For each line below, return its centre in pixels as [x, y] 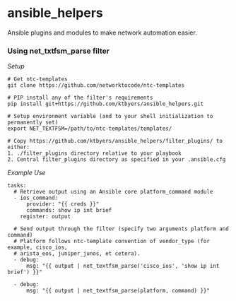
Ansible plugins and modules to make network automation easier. [102, 33]
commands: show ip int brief [69, 211]
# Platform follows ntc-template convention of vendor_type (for [112, 242]
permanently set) [33, 123]
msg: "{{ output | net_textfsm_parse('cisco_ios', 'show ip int [123, 266]
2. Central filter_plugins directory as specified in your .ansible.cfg [117, 160]
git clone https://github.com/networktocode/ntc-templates [96, 85]
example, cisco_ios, [38, 248]
